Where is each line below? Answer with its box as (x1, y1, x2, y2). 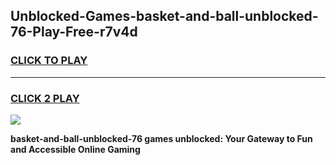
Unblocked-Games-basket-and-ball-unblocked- (10, 8, 319, 25)
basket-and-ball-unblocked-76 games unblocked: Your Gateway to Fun (10, 132, 313, 144)
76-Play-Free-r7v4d (10, 24, 138, 41)
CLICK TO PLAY (10, 54, 88, 68)
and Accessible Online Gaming (10, 143, 141, 155)
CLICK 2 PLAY (10, 91, 80, 105)
